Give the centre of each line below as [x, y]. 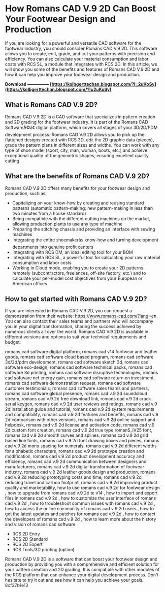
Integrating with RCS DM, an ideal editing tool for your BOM [72, 252]
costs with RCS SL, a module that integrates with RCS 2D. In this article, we [81, 64]
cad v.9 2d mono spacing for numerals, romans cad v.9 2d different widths [81, 446]
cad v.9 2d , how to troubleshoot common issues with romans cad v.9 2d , [80, 503]
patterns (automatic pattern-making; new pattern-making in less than [82, 208]
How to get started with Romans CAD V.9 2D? [76, 299]
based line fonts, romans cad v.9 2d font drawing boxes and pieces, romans [82, 441]
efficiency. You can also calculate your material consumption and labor [77, 59]
